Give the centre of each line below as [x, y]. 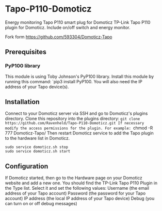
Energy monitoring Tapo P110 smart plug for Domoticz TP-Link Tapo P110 [78, 22]
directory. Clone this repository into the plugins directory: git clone [73, 119]
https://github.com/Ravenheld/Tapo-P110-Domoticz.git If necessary [75, 123]
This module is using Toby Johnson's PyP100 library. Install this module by [80, 76]
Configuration [27, 166]
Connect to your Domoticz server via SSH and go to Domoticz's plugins [76, 113]
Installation [22, 102]
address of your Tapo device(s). [37, 87]
